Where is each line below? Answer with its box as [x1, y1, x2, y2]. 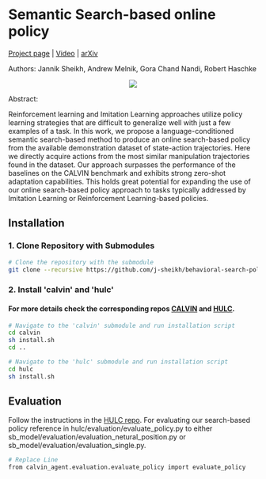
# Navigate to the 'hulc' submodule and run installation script [8, 358, 228, 366]
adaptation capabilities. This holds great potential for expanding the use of [8, 177, 251, 186]
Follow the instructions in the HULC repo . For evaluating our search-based [8, 416, 251, 425]
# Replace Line [8, 456, 59, 464]
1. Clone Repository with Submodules [8, 240, 155, 251]
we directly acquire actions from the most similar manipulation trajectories [8, 151, 250, 161]
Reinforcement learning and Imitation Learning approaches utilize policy [8, 109, 243, 119]
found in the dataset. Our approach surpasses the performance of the [8, 160, 236, 169]
